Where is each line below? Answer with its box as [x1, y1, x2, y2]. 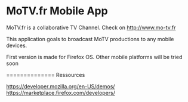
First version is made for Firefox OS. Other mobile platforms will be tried [6, 53, 183, 60]
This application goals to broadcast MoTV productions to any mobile [6, 35, 174, 42]
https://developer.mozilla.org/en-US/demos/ [6, 82, 115, 90]
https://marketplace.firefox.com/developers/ [6, 89, 115, 96]
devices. [6, 42, 27, 49]
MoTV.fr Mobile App [6, 4, 109, 18]
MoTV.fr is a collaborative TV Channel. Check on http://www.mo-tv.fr [6, 24, 176, 31]
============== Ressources [6, 71, 85, 78]
